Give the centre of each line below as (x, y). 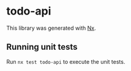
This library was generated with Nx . (51, 28)
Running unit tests (42, 47)
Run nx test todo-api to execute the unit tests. (66, 61)
